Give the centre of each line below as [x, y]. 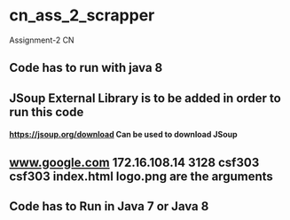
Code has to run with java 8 [86, 68]
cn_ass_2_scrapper [82, 16]
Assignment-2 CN [42, 40]
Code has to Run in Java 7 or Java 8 [109, 206]
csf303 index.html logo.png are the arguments [141, 176]
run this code [47, 112]
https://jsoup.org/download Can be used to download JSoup [123, 135]
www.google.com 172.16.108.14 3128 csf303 [134, 162]
